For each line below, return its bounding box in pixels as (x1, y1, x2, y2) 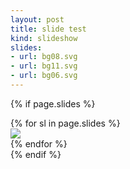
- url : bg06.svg (10, 71, 78, 81)
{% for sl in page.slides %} (10, 117, 121, 129)
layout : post (10, 14, 65, 25)
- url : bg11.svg (10, 61, 78, 71)
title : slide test (10, 24, 87, 34)
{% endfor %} (10, 137, 68, 150)
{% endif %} (10, 148, 62, 160)
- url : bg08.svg (10, 52, 78, 62)
